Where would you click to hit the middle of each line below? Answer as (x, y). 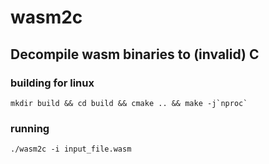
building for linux (52, 83)
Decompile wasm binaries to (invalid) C (135, 54)
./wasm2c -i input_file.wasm (71, 149)
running (30, 128)
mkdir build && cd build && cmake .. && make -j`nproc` (129, 103)
